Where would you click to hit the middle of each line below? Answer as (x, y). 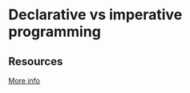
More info (24, 81)
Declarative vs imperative (95, 15)
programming (55, 32)
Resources (36, 61)
